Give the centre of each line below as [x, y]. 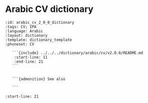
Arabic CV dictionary [49, 9]
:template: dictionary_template [38, 40]
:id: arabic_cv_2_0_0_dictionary [40, 22]
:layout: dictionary [27, 35]
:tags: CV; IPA [21, 27]
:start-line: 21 [22, 96]
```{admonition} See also [38, 79]
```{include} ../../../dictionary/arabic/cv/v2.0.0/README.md [77, 53]
